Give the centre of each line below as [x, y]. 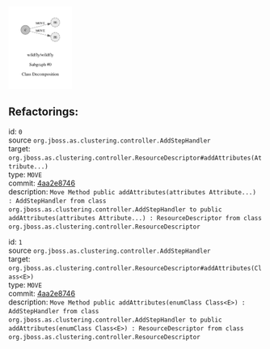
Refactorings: [44, 112]
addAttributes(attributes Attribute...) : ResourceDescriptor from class [135, 218]
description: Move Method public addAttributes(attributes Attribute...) [133, 191]
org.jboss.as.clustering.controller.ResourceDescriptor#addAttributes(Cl [135, 268]
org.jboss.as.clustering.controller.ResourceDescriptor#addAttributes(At [135, 158]
